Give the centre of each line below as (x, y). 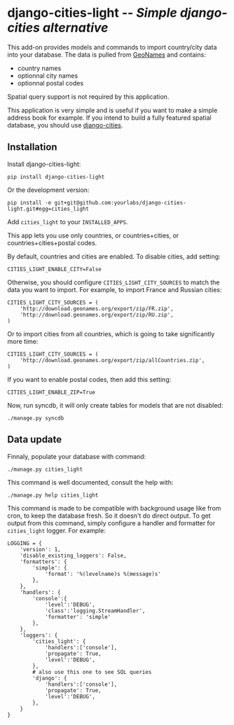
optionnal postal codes (50, 83)
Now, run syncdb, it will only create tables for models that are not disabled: (115, 405)
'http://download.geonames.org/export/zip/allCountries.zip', (112, 360)
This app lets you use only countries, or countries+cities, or (93, 235)
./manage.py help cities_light (53, 495)
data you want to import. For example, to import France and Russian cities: (115, 289)
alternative (75, 28)
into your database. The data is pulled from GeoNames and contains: (107, 55)
